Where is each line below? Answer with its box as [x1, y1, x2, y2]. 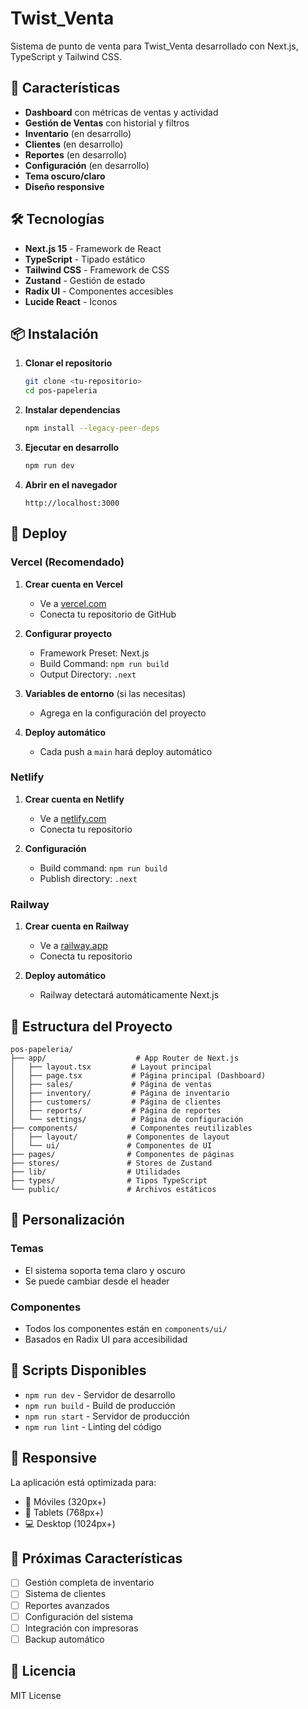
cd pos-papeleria [24, 386, 98, 396]
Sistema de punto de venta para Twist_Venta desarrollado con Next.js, [10, 40, 299, 52]
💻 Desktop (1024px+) [24, 1517, 116, 1529]
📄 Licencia [10, 1663, 77, 1680]
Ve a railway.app [39, 940, 108, 952]
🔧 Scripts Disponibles [10, 1362, 147, 1379]
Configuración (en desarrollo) [24, 159, 150, 171]
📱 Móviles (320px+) [24, 1495, 107, 1507]
